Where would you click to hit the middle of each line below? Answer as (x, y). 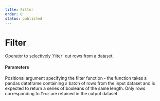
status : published (24, 18)
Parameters (17, 67)
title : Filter (19, 9)
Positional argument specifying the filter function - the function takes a (76, 78)
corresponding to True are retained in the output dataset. (62, 93)
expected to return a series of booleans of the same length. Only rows (75, 88)
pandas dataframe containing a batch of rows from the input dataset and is (80, 83)
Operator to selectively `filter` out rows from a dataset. (60, 56)
